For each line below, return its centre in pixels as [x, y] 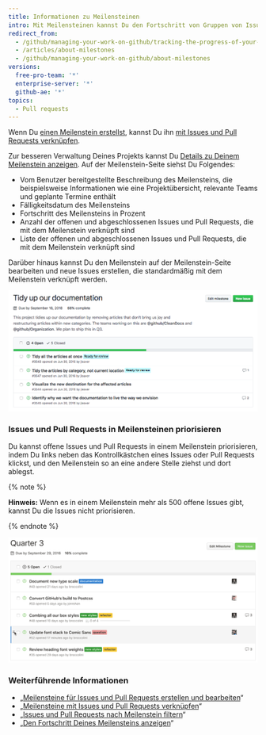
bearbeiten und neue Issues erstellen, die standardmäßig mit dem [116, 271]
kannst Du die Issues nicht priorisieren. [72, 511]
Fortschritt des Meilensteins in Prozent [82, 213]
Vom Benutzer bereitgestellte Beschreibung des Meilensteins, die [126, 180]
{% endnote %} [34, 526]
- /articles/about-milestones [65, 50]
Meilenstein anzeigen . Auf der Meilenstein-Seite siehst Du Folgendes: [122, 165]
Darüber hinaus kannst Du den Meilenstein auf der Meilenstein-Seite [120, 262]
